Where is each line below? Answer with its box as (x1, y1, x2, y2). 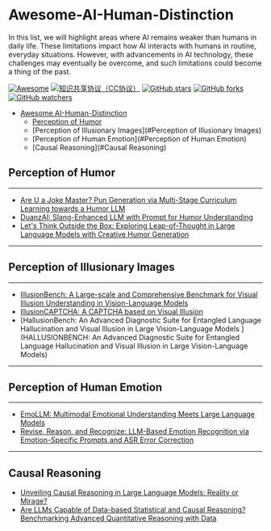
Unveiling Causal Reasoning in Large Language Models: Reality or (19, 487, 240, 498)
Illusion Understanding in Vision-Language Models (19, 297, 189, 308)
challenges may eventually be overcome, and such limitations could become (8, 58, 262, 68)
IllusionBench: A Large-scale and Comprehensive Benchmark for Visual (19, 289, 258, 299)
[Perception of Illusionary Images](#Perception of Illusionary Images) (31, 125, 262, 135)
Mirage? (19, 496, 48, 506)
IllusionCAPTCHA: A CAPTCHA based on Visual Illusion (19, 306, 203, 316)
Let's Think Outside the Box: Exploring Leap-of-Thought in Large (19, 221, 236, 230)
